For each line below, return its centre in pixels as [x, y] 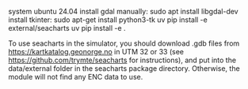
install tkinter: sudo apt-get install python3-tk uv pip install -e [108, 20]
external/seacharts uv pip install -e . [67, 28]
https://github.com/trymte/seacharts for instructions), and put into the [122, 60]
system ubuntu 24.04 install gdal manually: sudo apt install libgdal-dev [124, 11]
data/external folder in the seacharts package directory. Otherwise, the [124, 69]
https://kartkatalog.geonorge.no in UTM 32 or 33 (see [96, 52]
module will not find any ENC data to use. [76, 77]
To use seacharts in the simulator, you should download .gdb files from [124, 43]
